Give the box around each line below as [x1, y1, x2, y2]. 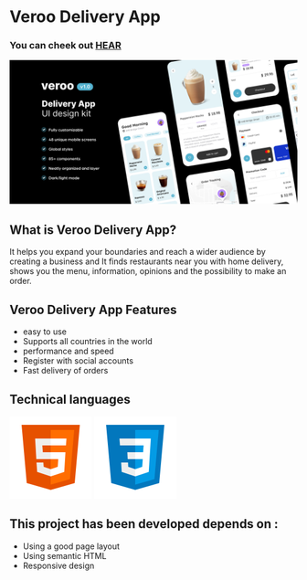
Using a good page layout [22, 541, 121, 552]
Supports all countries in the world [22, 336, 153, 347]
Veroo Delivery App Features [9, 301, 177, 317]
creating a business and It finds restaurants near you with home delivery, [9, 256, 284, 267]
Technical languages [9, 391, 131, 407]
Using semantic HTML [22, 550, 107, 561]
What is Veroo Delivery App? [9, 222, 177, 237]
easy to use [22, 326, 67, 337]
